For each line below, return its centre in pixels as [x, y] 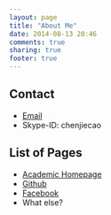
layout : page [33, 17]
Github [34, 183]
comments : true [37, 42]
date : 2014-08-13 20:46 [53, 34]
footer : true [33, 58]
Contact [32, 94]
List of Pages [46, 153]
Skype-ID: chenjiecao [62, 125]
